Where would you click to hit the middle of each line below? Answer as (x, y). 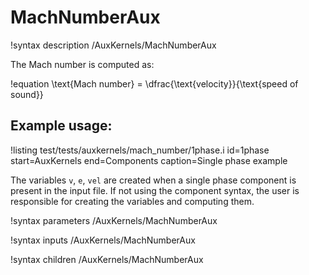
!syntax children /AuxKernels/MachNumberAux (107, 259)
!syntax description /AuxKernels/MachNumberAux (113, 45)
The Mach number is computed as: (82, 64)
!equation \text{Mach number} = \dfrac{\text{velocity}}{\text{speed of (154, 83)
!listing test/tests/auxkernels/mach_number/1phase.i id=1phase (140, 150)
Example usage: (61, 126)
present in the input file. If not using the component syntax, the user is (155, 190)
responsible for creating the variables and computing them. (132, 201)
